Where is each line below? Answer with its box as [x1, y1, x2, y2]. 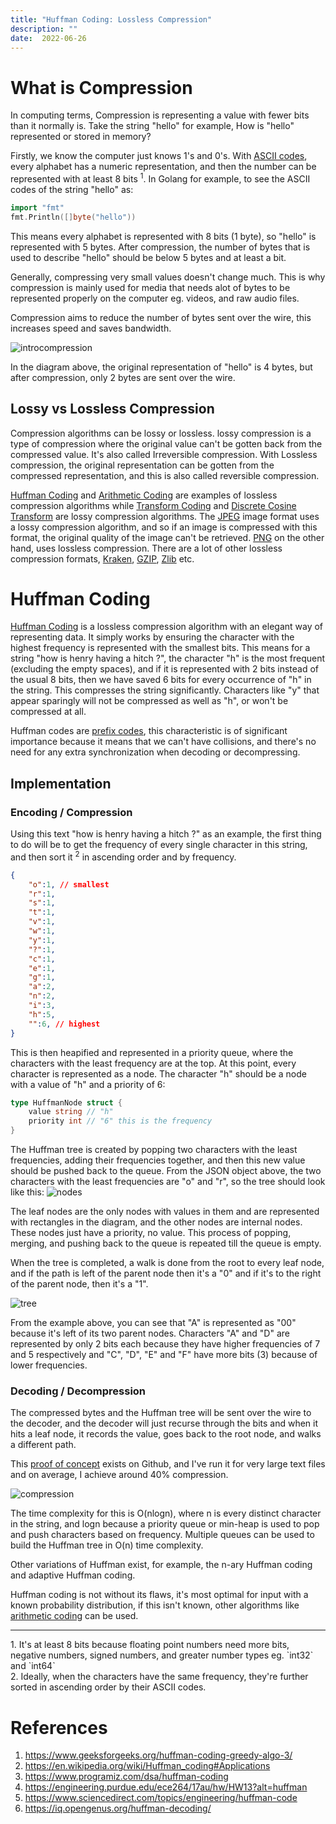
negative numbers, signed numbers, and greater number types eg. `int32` [10, 1649, 314, 1661]
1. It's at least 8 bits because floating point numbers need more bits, [10, 1639, 290, 1651]
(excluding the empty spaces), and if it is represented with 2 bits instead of [10, 663, 320, 675]
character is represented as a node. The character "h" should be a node [10, 1067, 307, 1080]
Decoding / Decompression [10, 1384, 147, 1398]
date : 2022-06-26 [10, 33, 87, 43]
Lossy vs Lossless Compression [10, 401, 215, 418]
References [10, 1716, 108, 1739]
